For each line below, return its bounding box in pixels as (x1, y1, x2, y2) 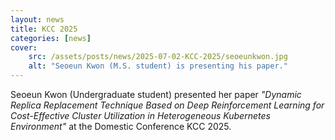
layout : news (10, 14, 65, 25)
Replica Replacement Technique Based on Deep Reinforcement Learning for (10, 99, 325, 111)
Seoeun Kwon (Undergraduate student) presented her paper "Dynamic (10, 89, 302, 100)
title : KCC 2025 (10, 24, 78, 34)
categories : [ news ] (10, 33, 92, 43)
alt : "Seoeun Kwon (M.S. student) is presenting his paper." (28, 61, 288, 71)
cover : (10, 42, 38, 53)
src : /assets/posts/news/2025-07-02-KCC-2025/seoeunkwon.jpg (28, 52, 288, 62)
